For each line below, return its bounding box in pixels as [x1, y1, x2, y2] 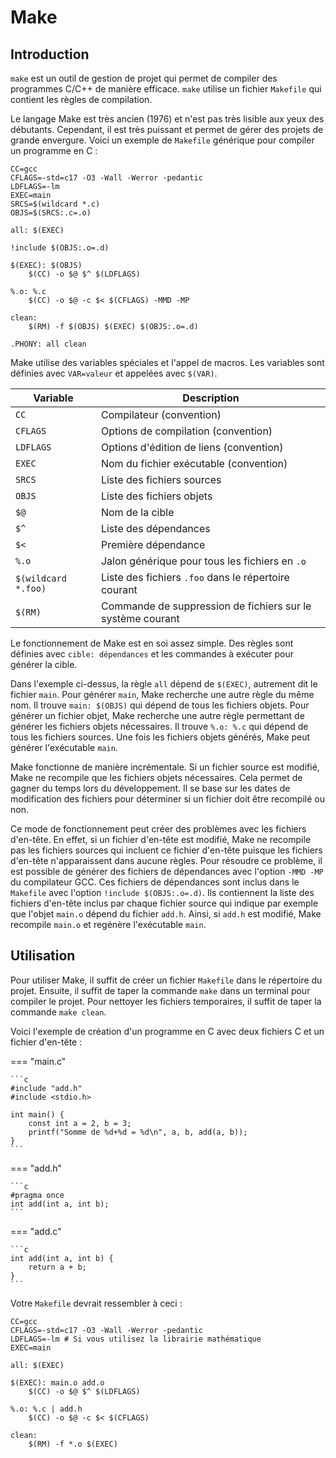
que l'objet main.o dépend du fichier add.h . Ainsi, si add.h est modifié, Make [10, 908, 322, 920]
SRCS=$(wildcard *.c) [10, 199, 101, 209]
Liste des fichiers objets [100, 489, 213, 503]
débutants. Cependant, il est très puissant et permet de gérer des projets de [10, 124, 324, 135]
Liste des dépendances [100, 522, 211, 535]
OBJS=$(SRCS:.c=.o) [10, 208, 92, 218]
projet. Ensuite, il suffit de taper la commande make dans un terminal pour [10, 984, 311, 996]
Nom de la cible [100, 506, 175, 519]
